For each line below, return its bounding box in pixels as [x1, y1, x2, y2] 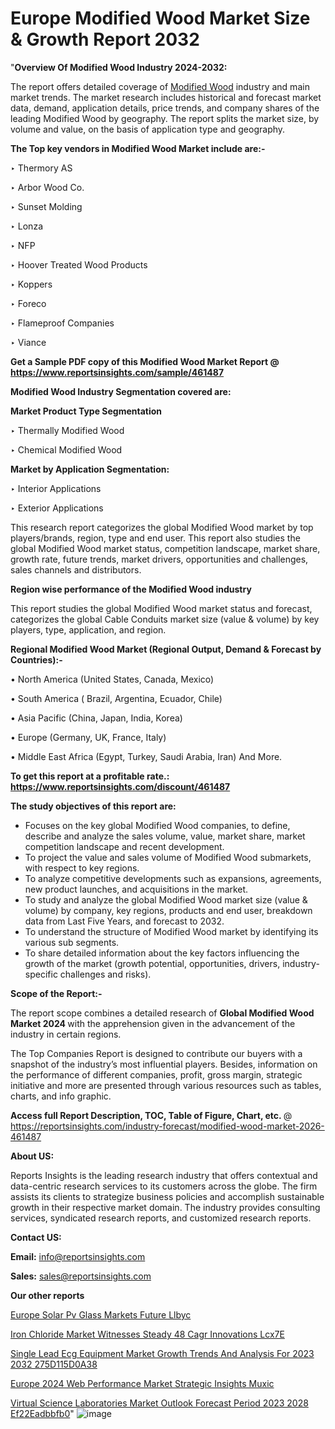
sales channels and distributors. [10, 563, 142, 576]
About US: [10, 1150, 55, 1162]
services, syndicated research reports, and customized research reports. [10, 1212, 312, 1224]
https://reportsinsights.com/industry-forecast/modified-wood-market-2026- [10, 1120, 325, 1132]
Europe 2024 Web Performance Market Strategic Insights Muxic [10, 1377, 275, 1389]
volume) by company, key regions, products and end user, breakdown [24, 904, 313, 916]
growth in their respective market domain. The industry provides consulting [10, 1201, 321, 1213]
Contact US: [10, 1231, 62, 1243]
